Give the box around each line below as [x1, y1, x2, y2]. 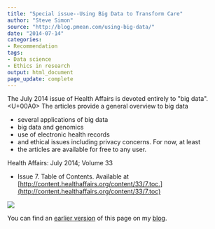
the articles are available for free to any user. [17, 145, 147, 154]
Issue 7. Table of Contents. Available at [17, 172, 130, 181]
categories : [7, 36, 42, 43]
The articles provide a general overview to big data [41, 102, 189, 111]
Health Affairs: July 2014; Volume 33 [7, 159, 113, 167]
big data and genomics [17, 123, 84, 132]
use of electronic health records [17, 130, 110, 139]
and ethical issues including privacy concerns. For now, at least [17, 138, 201, 146]
